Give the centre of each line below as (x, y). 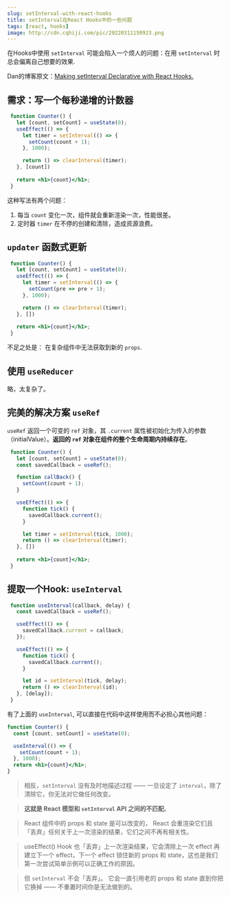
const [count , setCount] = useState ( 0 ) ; (72, 733)
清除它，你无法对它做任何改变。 (69, 794)
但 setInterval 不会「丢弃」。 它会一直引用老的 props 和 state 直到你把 (124, 878)
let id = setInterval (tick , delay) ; (75, 681)
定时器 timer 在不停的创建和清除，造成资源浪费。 (87, 223)
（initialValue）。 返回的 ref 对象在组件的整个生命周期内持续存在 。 (99, 439)
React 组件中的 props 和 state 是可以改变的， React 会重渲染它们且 (118, 823)
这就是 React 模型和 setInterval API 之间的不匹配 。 (97, 809)
